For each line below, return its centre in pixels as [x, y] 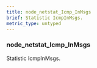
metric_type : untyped [34, 23]
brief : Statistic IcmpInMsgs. [45, 18]
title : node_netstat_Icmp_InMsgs [49, 12]
